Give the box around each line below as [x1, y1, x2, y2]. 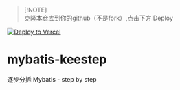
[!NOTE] [23, 6, 47, 14]
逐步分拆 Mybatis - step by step [7, 75, 98, 83]
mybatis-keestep [7, 52, 107, 67]
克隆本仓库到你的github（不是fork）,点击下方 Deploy [23, 14, 174, 22]
